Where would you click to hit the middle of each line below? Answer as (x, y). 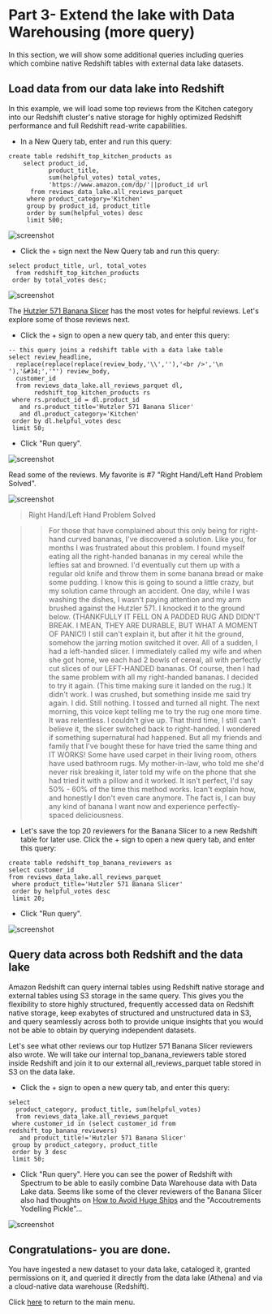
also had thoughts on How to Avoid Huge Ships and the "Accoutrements (140, 1200)
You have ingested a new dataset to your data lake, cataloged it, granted (130, 1269)
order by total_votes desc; (59, 280)
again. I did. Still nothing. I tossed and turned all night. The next (154, 703)
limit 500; (45, 220)
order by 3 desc (39, 1152)
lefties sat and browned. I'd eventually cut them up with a (144, 565)
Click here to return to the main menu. (72, 1302)
